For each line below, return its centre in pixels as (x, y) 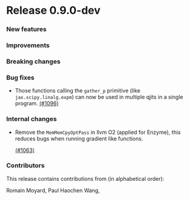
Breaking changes (33, 61)
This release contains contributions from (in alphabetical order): (85, 178)
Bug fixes (20, 77)
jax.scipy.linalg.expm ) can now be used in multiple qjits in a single (99, 97)
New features (26, 29)
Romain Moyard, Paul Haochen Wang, (53, 190)
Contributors (26, 166)
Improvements (28, 46)
